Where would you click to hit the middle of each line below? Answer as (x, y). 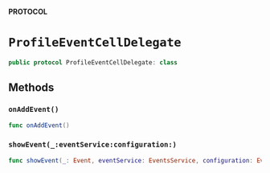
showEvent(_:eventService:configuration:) (92, 145)
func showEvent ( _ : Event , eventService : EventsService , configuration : (131, 160)
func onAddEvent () (39, 125)
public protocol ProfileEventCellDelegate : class (93, 62)
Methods (31, 88)
